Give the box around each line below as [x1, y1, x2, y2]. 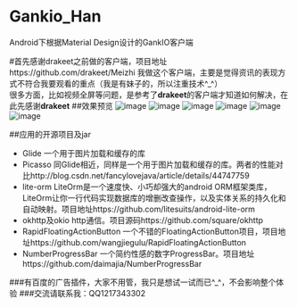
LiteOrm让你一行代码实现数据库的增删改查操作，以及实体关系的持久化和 [21, 192, 287, 203]
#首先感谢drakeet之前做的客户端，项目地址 [9, 55, 168, 66]
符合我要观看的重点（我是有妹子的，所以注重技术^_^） [24, 78, 223, 88]
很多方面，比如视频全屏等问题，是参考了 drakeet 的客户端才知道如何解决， [9, 89, 281, 100]
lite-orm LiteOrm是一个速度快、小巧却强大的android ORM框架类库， [21, 181, 272, 192]
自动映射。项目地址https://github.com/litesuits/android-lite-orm [21, 203, 256, 214]
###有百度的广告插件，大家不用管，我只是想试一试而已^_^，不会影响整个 [9, 277, 276, 287]
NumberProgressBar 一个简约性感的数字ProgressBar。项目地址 [21, 248, 255, 259]
